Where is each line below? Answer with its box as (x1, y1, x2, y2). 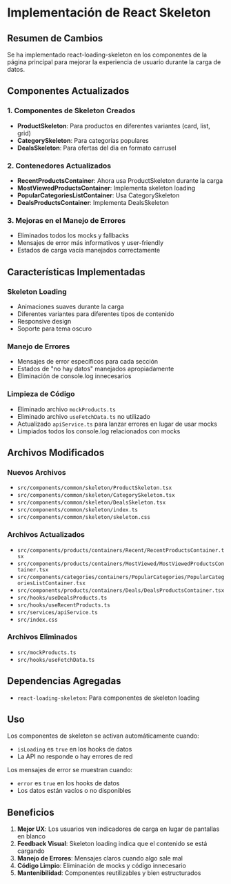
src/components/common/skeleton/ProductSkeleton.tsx (17, 484, 172, 491)
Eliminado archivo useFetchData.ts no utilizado (17, 412, 150, 420)
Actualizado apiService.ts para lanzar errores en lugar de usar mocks (17, 420, 217, 428)
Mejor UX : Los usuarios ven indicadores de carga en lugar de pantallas (17, 825, 220, 833)
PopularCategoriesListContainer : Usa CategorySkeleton (17, 191, 180, 199)
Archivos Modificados (7, 446, 105, 458)
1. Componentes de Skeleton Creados (7, 106, 136, 115)
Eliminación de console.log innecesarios (17, 372, 132, 380)
